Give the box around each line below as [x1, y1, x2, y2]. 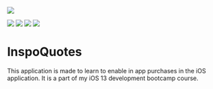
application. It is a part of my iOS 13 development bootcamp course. [7, 74, 199, 82]
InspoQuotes [7, 44, 82, 60]
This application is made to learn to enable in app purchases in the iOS [7, 66, 207, 75]
